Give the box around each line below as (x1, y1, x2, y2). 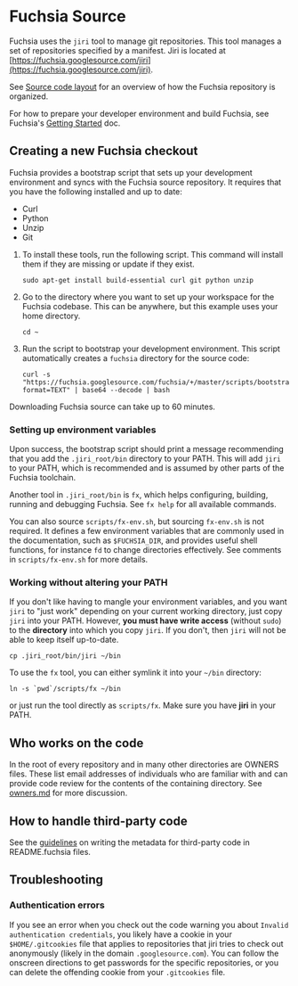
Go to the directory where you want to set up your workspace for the (21, 292, 275, 302)
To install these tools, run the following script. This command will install (21, 249, 284, 259)
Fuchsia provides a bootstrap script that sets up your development (9, 167, 254, 177)
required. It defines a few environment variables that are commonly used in (9, 526, 285, 537)
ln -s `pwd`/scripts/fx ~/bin (9, 685, 122, 694)
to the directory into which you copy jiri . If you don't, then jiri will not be (9, 625, 286, 636)
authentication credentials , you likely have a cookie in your (9, 929, 233, 940)
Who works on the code (9, 735, 144, 751)
